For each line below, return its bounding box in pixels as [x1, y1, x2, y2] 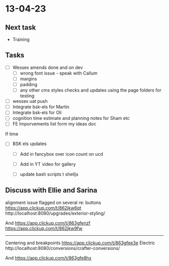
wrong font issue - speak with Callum [20, 70, 98, 76]
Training [12, 36, 30, 42]
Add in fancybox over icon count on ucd [20, 151, 103, 157]
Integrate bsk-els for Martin [12, 104, 69, 110]
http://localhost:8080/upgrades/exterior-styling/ [5, 210, 106, 216]
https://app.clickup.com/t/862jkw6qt [5, 205, 81, 211]
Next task [5, 23, 36, 32]
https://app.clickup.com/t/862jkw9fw [5, 225, 83, 231]
